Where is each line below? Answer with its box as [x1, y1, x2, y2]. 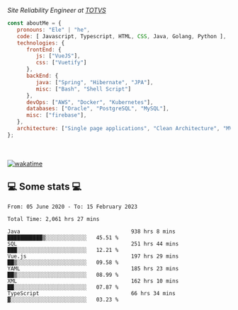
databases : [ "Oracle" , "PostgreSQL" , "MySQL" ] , [25, 105, 170, 113]
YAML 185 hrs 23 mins [7, 265, 179, 272]
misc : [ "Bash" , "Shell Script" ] [35, 85, 132, 93]
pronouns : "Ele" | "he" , [16, 26, 91, 33]
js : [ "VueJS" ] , [35, 52, 81, 59]
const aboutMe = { [7, 20, 62, 27]
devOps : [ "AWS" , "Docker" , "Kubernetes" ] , [25, 98, 154, 105]
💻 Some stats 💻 [7, 180, 82, 193]
